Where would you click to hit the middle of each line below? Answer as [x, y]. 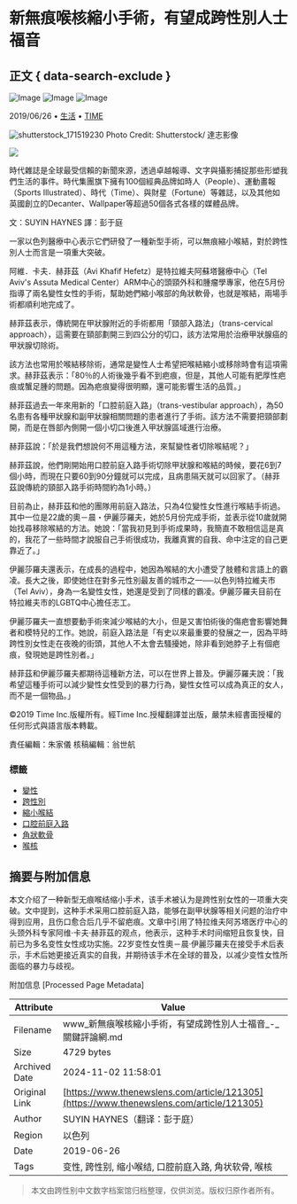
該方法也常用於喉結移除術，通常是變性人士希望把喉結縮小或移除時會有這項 [145, 364]
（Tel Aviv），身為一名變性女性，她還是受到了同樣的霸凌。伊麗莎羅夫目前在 [145, 591]
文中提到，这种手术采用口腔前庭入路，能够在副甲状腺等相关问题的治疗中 [156, 911]
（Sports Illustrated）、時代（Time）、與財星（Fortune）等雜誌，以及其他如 [145, 192]
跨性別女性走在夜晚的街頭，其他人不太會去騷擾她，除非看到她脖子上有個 [141, 643]
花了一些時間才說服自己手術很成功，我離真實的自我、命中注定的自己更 [160, 539]
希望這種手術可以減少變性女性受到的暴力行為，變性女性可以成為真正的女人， [148, 684]
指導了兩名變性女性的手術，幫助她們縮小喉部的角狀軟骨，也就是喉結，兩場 [145, 293]
